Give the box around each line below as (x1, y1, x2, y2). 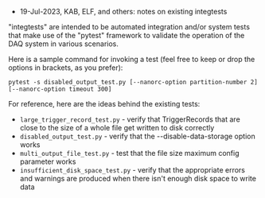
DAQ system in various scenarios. (8, 39, 119, 49)
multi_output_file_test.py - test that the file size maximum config (19, 149, 240, 157)
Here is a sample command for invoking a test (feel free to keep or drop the (8, 55, 255, 64)
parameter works (19, 157, 76, 166)
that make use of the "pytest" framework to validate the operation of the (8, 31, 245, 40)
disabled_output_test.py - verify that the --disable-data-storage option (19, 131, 256, 141)
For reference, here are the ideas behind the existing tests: (8, 99, 201, 108)
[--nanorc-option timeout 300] (8, 85, 112, 93)
